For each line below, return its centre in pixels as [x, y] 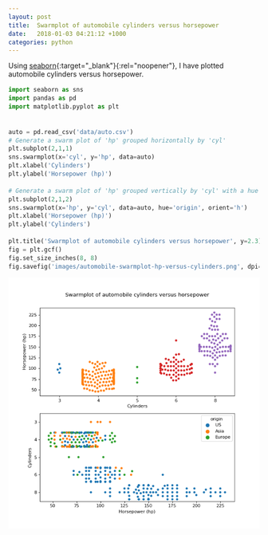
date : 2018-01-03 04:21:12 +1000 [67, 33]
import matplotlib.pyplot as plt [64, 107]
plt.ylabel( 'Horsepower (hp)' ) [60, 174]
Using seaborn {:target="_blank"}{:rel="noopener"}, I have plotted [116, 66]
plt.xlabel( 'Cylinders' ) [49, 166]
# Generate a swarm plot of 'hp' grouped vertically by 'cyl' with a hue [134, 191]
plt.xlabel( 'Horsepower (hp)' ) [60, 216]
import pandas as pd [43, 98]
